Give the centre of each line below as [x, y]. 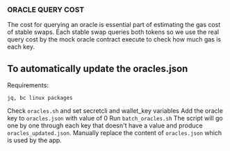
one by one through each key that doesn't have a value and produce [105, 125]
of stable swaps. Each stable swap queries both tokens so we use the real [113, 32]
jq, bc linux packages [40, 98]
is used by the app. [35, 141]
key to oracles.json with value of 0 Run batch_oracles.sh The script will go [115, 118]
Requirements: [28, 85]
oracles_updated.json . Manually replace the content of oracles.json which [115, 133]
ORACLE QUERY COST [46, 10]
